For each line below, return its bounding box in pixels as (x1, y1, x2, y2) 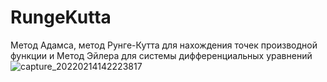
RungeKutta (10, 6, 112, 29)
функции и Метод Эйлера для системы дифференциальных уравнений (10, 49, 313, 61)
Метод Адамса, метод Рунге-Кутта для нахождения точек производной (10, 39, 318, 51)
